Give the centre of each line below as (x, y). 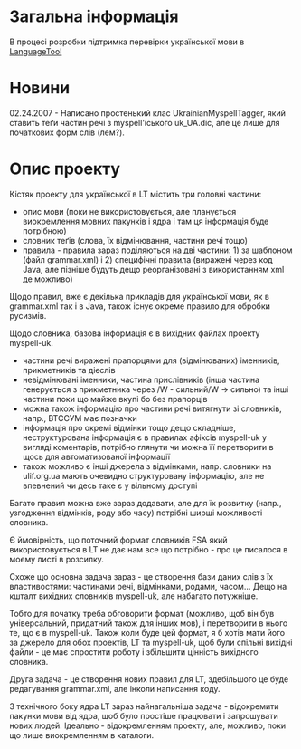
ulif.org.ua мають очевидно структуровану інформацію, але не (143, 475)
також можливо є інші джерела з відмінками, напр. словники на (147, 466)
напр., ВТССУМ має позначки (80, 418)
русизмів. (28, 315)
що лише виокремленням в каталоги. (82, 735)
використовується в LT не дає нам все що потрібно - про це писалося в (149, 549)
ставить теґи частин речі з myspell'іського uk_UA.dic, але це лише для (145, 122)
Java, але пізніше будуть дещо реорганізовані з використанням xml (153, 269)
